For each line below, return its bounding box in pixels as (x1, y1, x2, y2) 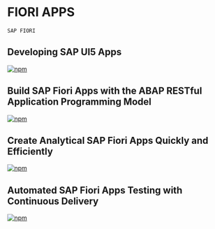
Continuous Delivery (7, 195, 99, 207)
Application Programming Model (7, 96, 152, 108)
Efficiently (7, 145, 54, 157)
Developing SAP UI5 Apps (7, 46, 122, 58)
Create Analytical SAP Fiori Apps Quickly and (7, 134, 209, 147)
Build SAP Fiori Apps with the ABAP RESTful (7, 85, 202, 97)
